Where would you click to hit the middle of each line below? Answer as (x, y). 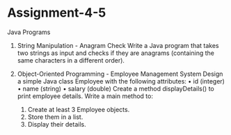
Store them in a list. (55, 117)
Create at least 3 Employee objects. (79, 109)
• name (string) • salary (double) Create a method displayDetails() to (115, 88)
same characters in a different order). (71, 60)
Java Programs (29, 32)
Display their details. (57, 124)
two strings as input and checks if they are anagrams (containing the (115, 53)
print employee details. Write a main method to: (85, 96)
